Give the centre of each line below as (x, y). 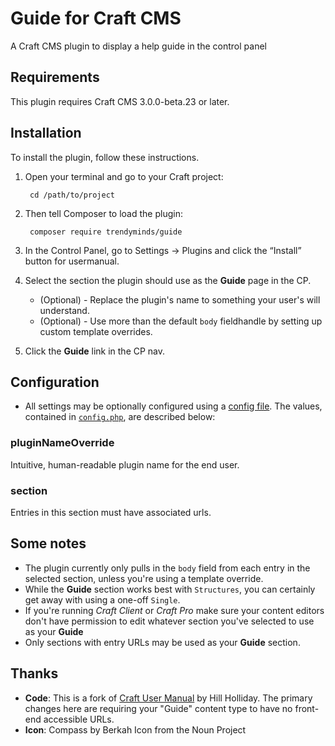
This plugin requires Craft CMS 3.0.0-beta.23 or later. (120, 101)
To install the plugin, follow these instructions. (105, 157)
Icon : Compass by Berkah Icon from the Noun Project (135, 729)
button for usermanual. (72, 261)
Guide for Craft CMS (96, 18)
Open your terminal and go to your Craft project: (124, 176)
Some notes (48, 543)
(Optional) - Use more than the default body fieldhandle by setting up (181, 321)
